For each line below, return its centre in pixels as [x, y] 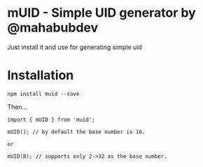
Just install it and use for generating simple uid [75, 47]
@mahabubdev [53, 28]
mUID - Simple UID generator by [101, 13]
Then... [17, 107]
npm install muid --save [43, 94]
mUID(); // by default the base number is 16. [76, 132]
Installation [41, 75]
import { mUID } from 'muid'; [51, 119]
